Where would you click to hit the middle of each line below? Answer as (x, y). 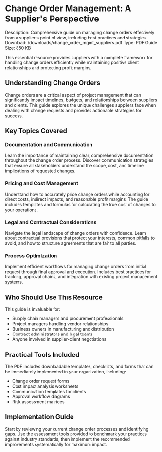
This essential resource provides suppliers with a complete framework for (79, 57)
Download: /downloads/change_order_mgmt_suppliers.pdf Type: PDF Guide (81, 42)
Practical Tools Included (42, 355)
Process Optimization (31, 255)
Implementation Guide (39, 417)
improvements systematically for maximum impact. (56, 444)
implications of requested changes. (40, 171)
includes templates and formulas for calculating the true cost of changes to (80, 204)
